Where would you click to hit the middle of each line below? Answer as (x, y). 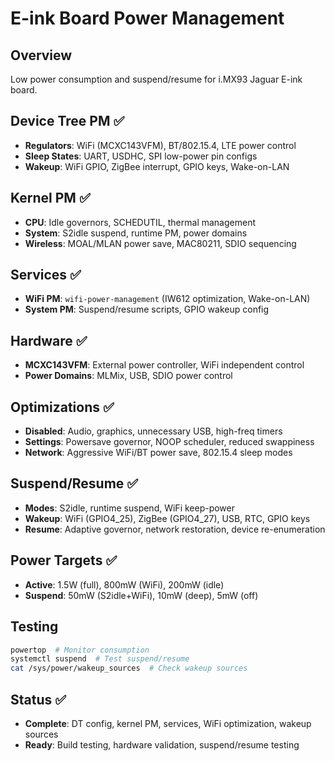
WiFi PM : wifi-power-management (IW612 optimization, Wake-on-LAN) (167, 299)
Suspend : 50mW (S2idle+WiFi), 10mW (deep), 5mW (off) (141, 595)
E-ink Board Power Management (147, 18)
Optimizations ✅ (62, 407)
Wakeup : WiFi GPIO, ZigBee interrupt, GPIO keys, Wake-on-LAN (157, 166)
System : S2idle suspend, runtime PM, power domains (136, 233)
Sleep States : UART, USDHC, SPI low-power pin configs (141, 156)
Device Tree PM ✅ (67, 121)
